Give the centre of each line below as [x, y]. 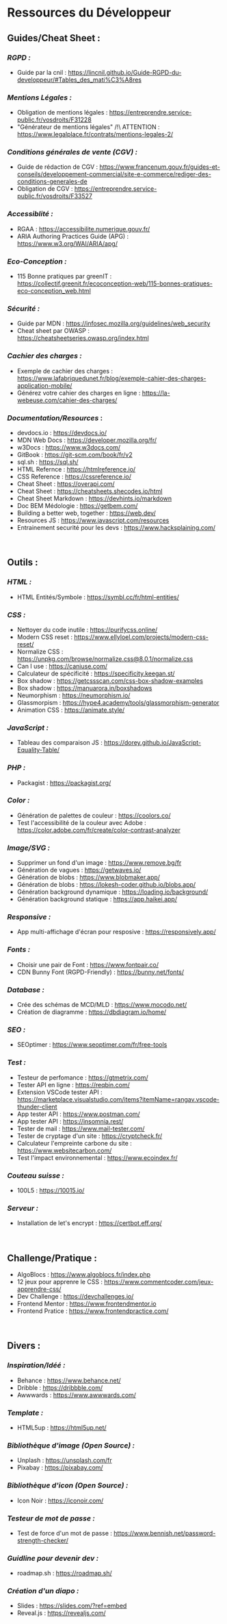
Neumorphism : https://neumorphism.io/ [74, 695]
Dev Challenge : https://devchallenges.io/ [75, 1297]
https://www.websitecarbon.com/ [64, 1150]
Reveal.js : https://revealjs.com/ [61, 1613]
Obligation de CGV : [45, 189]
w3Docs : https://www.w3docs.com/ [69, 447]
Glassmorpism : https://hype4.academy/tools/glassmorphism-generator [118, 702]
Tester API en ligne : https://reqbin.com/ [73, 1084]
